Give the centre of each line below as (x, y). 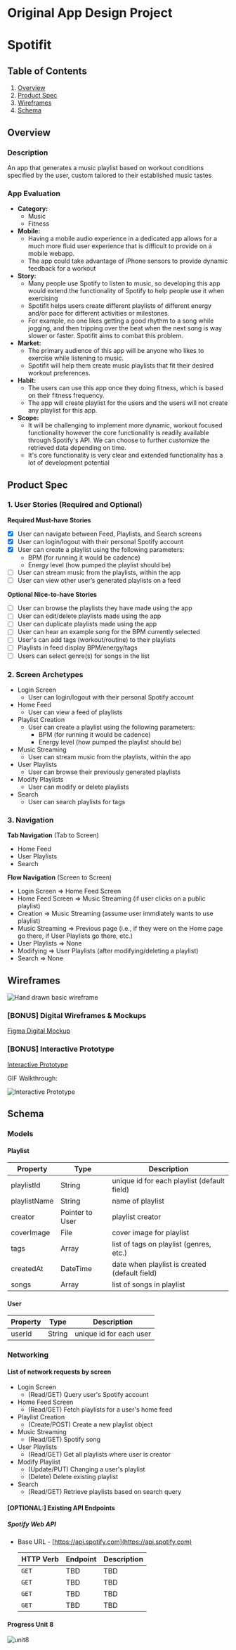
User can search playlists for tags (77, 801)
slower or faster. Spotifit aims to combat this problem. (106, 336)
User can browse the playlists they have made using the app (105, 608)
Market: (29, 343)
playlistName (32, 1201)
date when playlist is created (159, 1265)
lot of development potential (69, 463)
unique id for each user (113, 1334)
